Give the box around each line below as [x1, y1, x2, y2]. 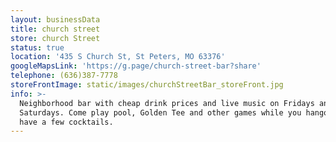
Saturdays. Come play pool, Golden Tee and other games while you [19, 107, 302, 118]
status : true [10, 42, 65, 53]
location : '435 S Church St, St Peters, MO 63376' [10, 52, 226, 62]
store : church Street [10, 33, 101, 43]
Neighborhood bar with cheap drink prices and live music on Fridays [19, 98, 315, 108]
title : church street [10, 24, 101, 34]
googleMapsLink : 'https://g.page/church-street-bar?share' [10, 61, 262, 71]
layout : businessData [10, 14, 101, 25]
